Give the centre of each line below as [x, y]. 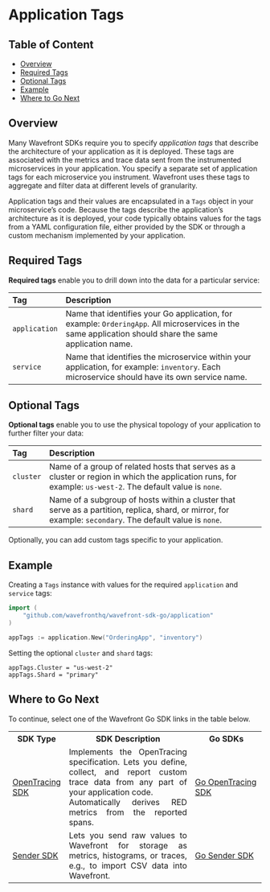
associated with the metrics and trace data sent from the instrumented [125, 159]
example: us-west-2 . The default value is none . [136, 487]
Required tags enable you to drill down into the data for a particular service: [134, 280]
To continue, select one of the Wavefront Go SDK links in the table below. [129, 719]
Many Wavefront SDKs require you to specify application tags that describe [133, 142]
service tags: [30, 593]
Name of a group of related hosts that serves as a [143, 467]
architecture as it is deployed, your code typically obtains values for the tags [135, 218]
